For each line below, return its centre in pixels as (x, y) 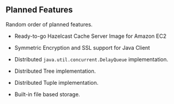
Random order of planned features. (49, 24)
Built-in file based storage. (47, 94)
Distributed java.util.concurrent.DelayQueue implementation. (91, 59)
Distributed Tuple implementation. (56, 82)
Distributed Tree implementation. (55, 71)
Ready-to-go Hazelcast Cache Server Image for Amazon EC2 (90, 36)
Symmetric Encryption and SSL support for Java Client (82, 47)
